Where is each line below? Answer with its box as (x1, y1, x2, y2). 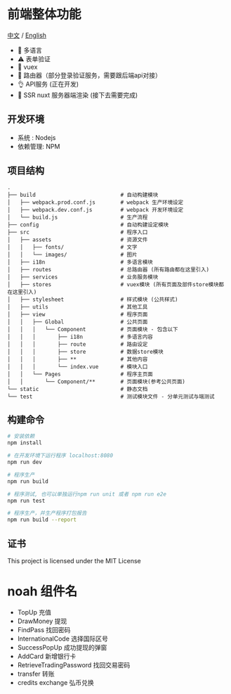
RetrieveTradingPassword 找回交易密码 (17, 660, 131, 669)
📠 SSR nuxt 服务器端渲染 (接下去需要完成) (17, 91, 138, 99)
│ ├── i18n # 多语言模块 (7, 258, 153, 266)
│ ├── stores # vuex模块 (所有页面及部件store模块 (7, 281, 219, 288)
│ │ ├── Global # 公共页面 (7, 318, 148, 326)
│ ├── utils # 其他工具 (7, 303, 148, 310)
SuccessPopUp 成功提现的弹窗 (17, 643, 107, 651)
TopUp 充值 (17, 608, 51, 616)
